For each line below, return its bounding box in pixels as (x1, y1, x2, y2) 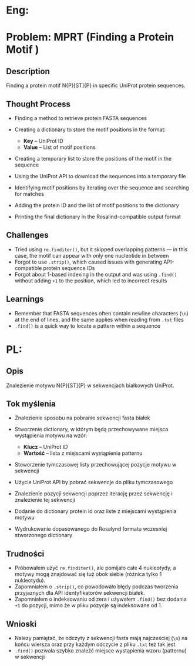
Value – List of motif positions (23, 144, 96, 151)
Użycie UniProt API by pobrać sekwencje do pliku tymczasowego (14, 479, 173, 486)
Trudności (6, 548, 45, 559)
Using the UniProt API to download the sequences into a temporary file (14, 173, 186, 179)
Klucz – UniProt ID (23, 444, 68, 451)
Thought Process (6, 99, 70, 109)
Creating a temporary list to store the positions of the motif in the (14, 155, 172, 162)
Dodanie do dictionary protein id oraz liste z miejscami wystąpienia (14, 508, 177, 515)
